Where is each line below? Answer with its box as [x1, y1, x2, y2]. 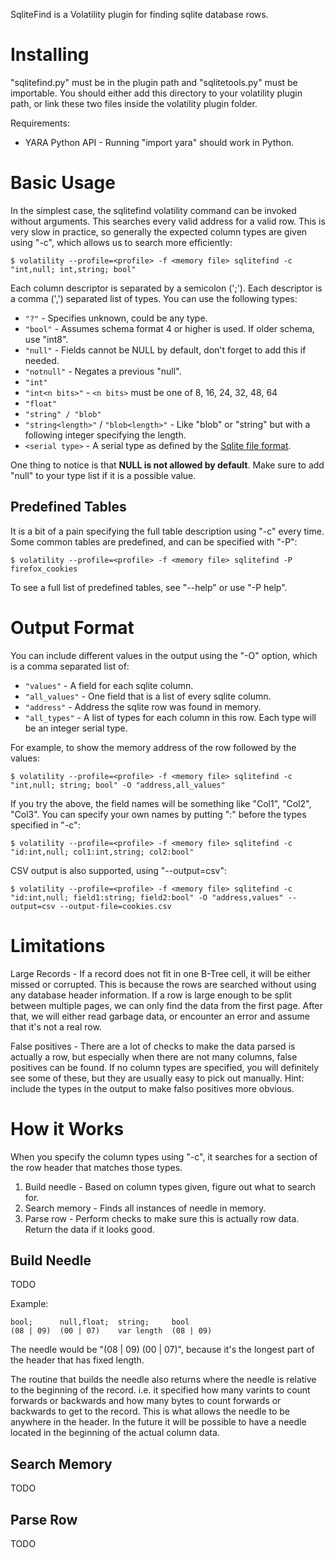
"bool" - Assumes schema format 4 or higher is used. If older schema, [24, 322, 315, 334]
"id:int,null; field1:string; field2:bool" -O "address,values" [10, 892, 284, 903]
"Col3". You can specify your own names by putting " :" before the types [10, 808, 307, 820]
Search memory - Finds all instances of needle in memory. [24, 1202, 267, 1214]
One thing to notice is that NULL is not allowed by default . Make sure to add [10, 459, 325, 471]
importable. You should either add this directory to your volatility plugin [10, 87, 303, 99]
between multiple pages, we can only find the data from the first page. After [10, 999, 323, 1011]
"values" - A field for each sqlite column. [24, 679, 194, 691]
